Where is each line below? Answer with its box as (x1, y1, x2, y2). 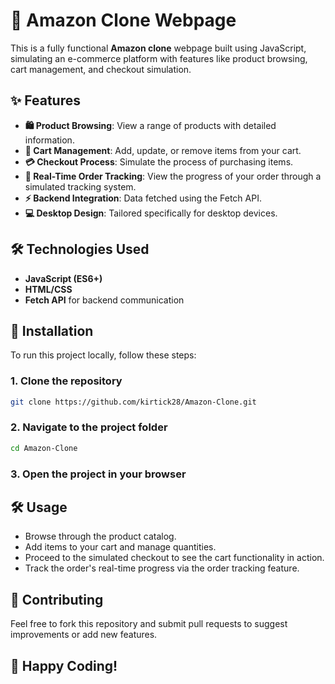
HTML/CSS (24, 283, 73, 295)
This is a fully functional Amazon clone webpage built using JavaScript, (10, 42, 307, 54)
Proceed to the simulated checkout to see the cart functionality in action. (24, 552, 325, 564)
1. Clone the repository (10, 374, 123, 388)
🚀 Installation (10, 322, 94, 339)
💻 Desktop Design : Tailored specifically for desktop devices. (24, 207, 278, 219)
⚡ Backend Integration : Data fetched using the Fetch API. (24, 192, 262, 204)
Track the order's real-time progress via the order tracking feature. (24, 562, 300, 574)
